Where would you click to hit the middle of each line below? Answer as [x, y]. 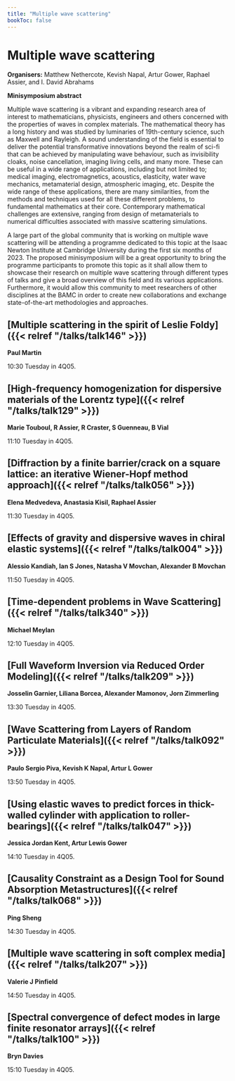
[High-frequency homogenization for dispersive [115, 388]
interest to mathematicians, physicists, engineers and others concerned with [118, 117]
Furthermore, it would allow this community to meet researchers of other [112, 288]
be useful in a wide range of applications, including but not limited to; [107, 169]
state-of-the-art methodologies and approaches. [78, 303]
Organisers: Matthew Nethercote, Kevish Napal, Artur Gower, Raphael [109, 75]
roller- [176, 815]
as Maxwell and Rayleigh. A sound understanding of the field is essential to [116, 139]
